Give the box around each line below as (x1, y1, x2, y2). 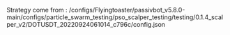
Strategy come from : (6, 6, 68, 14)
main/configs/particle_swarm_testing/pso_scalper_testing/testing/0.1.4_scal (6, 13, 224, 21)
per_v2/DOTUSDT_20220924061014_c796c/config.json (6, 21, 165, 28)
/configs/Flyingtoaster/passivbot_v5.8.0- (68, 6, 185, 14)
